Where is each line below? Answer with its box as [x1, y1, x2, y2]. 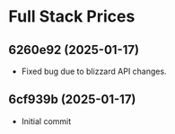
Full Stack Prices [8, 6, 136, 27]
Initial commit [21, 115, 72, 127]
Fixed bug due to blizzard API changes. [21, 66, 167, 76]
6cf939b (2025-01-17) [8, 92, 136, 107]
